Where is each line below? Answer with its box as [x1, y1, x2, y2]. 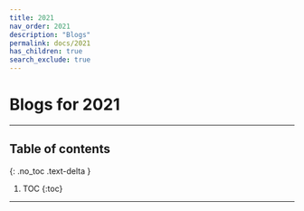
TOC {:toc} [22, 183, 63, 194]
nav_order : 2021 [9, 22, 71, 31]
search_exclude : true [9, 55, 91, 64]
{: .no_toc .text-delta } [9, 165, 91, 177]
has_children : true [9, 47, 83, 56]
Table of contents [9, 141, 110, 157]
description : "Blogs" [9, 30, 91, 39]
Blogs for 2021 [9, 94, 120, 115]
